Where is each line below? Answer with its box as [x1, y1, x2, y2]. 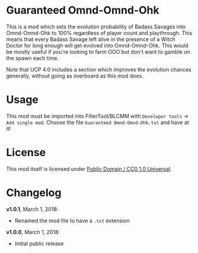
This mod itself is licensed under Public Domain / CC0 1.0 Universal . [6, 165, 172, 172]
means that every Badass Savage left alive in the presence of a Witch [6, 35, 175, 43]
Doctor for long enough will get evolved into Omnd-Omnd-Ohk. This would [6, 42, 189, 49]
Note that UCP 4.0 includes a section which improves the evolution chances [6, 66, 191, 73]
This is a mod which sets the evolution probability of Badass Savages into [6, 23, 186, 30]
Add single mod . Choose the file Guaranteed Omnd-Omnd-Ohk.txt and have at [6, 119, 190, 126]
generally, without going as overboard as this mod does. [6, 72, 144, 79]
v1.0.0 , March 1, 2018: [6, 228, 60, 235]
